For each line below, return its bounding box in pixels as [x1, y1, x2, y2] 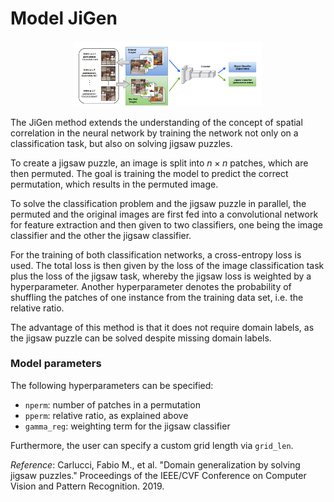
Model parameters [10, 357, 102, 371]
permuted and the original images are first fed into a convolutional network [10, 208, 319, 220]
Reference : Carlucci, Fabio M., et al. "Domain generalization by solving [10, 458, 301, 471]
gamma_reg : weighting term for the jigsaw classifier [24, 420, 231, 432]
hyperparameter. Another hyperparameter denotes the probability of [10, 280, 292, 292]
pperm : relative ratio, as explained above [24, 409, 189, 421]
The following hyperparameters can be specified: [10, 379, 214, 391]
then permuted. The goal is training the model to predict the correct [10, 167, 289, 179]
